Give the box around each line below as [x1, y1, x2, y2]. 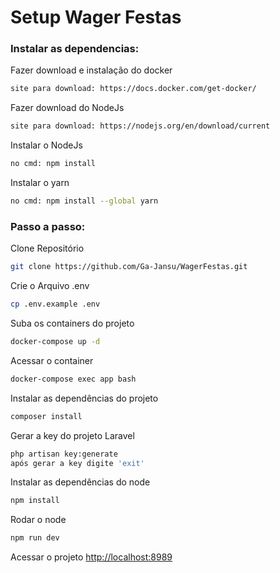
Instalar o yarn [10, 177, 70, 189]
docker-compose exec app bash [10, 374, 137, 384]
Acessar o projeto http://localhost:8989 [10, 551, 173, 563]
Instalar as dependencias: [10, 42, 140, 56]
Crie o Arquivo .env [10, 280, 90, 292]
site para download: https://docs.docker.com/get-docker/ [10, 84, 257, 94]
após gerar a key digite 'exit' [10, 458, 145, 468]
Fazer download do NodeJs [10, 102, 125, 114]
